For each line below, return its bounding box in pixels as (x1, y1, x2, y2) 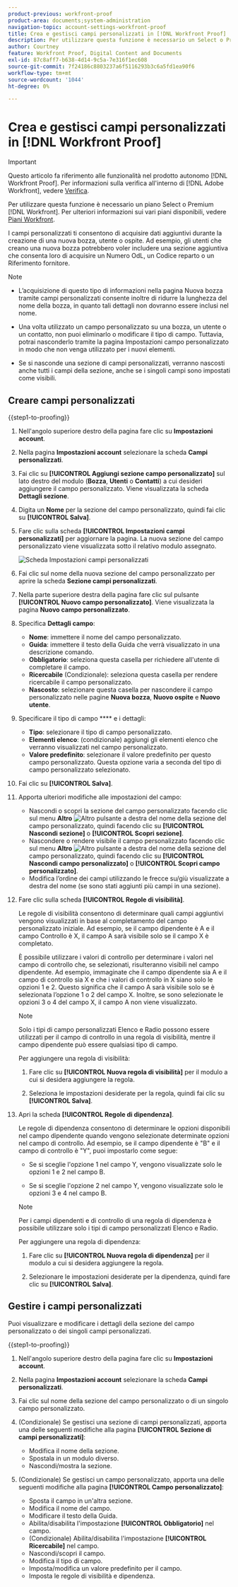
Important (8, 158, 37, 166)
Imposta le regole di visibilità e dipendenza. (28, 1571, 155, 1580)
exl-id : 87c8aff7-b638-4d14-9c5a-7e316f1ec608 (8, 57, 148, 64)
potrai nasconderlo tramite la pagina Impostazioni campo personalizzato (18, 337, 229, 347)
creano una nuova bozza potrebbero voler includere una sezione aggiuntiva (8, 244, 229, 252)
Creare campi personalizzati (8, 394, 136, 407)
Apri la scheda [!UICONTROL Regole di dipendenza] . (18, 1110, 174, 1118)
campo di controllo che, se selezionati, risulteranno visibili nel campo (18, 960, 220, 969)
